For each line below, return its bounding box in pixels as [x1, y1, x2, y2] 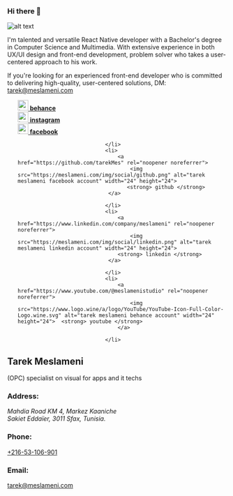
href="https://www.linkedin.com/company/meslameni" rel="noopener [17, 220, 215, 227]
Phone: [7, 432, 33, 442]
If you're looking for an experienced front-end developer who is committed [7, 71, 223, 80]
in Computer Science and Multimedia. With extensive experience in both [7, 43, 215, 52]
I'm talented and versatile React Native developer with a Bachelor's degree [7, 36, 222, 44]
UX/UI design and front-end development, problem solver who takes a [7, 50, 209, 59]
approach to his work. [34, 58, 98, 66]
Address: [7, 391, 40, 401]
